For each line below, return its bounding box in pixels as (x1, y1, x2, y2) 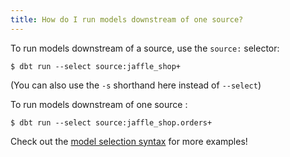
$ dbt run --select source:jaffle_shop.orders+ (10, 117, 213, 128)
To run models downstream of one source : (10, 98, 188, 110)
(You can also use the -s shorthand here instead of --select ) (10, 79, 262, 91)
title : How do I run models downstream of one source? (10, 14, 244, 25)
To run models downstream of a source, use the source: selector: (10, 42, 280, 54)
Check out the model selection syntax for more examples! (10, 135, 248, 147)
